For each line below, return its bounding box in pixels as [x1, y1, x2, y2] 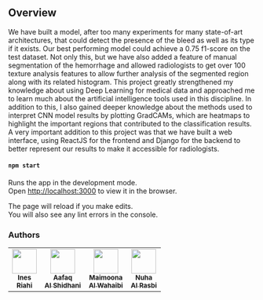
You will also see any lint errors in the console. [8, 210, 159, 219]
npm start [8, 162, 41, 170]
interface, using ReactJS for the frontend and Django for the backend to [8, 135, 241, 145]
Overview [8, 6, 57, 20]
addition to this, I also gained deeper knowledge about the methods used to [8, 102, 253, 112]
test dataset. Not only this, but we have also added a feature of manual [8, 52, 237, 61]
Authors [8, 229, 41, 240]
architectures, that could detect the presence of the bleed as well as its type [8, 35, 255, 45]
